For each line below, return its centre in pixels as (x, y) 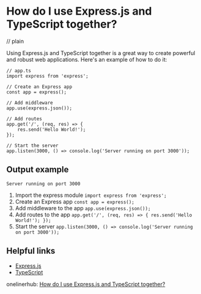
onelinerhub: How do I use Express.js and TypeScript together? (86, 284)
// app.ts (19, 71)
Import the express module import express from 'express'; (91, 195)
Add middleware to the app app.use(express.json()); (83, 208)
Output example (38, 170)
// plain (15, 41)
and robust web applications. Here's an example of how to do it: (87, 59)
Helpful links (31, 251)
